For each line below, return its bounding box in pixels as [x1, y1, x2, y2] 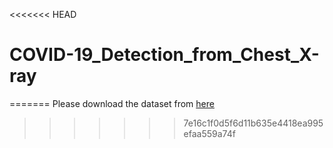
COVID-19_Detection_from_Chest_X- [9, 44, 320, 66]
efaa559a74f [183, 127, 236, 139]
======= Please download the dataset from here [9, 97, 215, 109]
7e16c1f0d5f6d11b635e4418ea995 [183, 117, 324, 129]
